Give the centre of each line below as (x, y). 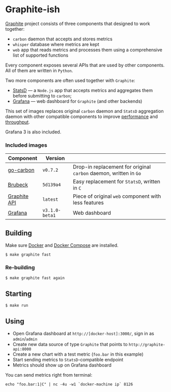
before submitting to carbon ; (42, 96)
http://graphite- (147, 344)
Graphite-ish (33, 9)
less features (89, 203)
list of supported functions (40, 55)
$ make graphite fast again (35, 278)
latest (50, 200)
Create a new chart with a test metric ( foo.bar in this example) (78, 354)
